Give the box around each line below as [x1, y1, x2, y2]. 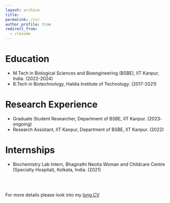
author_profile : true [5, 21, 52, 27]
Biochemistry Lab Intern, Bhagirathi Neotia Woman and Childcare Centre [12, 161, 165, 167]
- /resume [10, 31, 31, 36]
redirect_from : [5, 27, 38, 32]
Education [5, 53, 50, 65]
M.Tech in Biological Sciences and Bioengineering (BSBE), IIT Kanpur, [12, 70, 159, 76]
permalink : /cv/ [5, 17, 40, 22]
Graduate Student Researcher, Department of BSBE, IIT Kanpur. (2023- [12, 115, 162, 121]
